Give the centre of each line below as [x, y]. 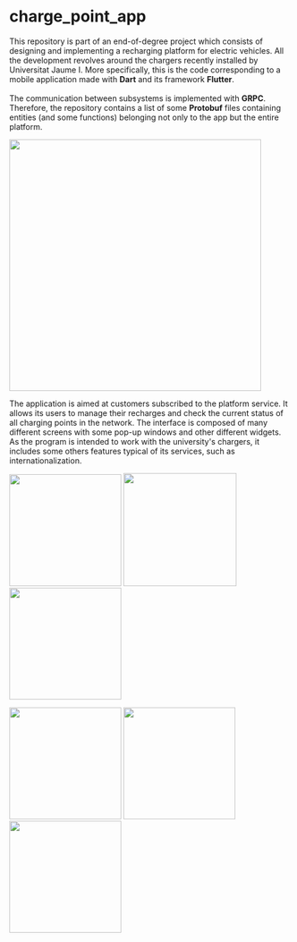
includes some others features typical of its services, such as [122, 451]
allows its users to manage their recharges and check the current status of [147, 412]
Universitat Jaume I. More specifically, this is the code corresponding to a [145, 70]
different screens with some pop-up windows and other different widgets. [145, 432]
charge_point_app [78, 17]
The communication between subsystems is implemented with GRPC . [138, 98]
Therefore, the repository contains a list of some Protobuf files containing [145, 107]
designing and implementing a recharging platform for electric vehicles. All [147, 50]
